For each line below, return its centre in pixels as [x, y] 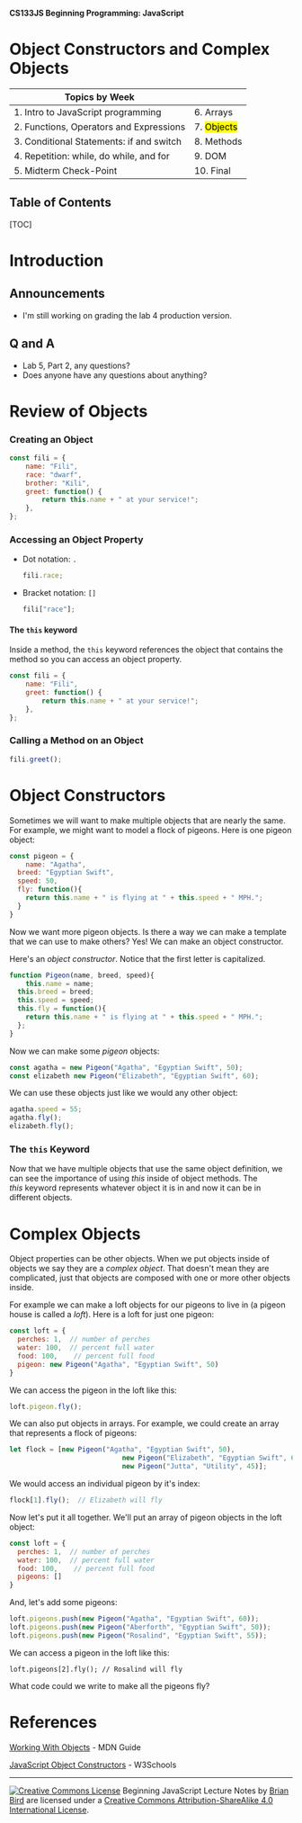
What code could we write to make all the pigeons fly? [110, 1685]
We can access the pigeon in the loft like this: [93, 1390]
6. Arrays [213, 112]
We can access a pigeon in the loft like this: [89, 1652]
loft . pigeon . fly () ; [46, 1406]
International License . [49, 1810]
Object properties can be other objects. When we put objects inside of [139, 1259]
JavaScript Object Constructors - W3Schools [93, 1765]
